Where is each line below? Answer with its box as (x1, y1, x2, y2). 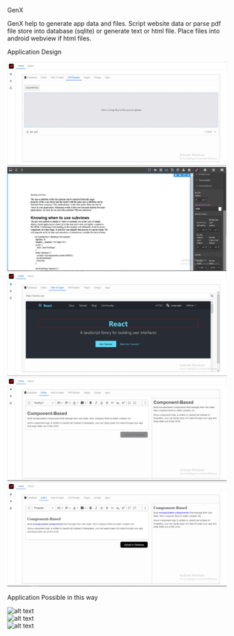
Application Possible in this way (7, 593, 98, 601)
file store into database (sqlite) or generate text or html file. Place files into (7, 27, 220, 35)
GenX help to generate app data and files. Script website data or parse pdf (7, 20, 221, 27)
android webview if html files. (7, 34, 92, 42)
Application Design (7, 48, 62, 56)
